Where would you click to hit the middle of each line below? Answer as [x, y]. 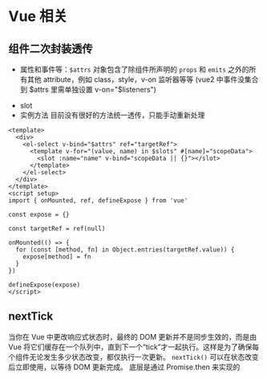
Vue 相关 [38, 16]
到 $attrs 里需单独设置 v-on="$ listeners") [88, 90]
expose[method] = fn [57, 257]
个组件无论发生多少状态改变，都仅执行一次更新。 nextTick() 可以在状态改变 [133, 357]
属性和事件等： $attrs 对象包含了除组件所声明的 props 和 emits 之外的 [135, 69]
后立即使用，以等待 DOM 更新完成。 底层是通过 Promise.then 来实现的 [124, 367]
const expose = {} [39, 214]
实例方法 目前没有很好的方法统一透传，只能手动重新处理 [112, 115]
